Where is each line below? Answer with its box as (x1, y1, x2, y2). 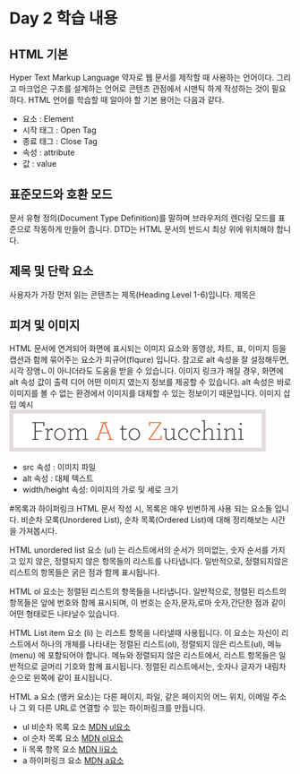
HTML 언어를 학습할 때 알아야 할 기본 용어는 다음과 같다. (28, 95, 225, 105)
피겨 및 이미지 (9, 318, 81, 333)
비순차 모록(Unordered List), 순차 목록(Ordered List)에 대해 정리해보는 (21, 514, 270, 525)
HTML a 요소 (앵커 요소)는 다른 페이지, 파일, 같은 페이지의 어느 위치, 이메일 (9, 692, 270, 702)
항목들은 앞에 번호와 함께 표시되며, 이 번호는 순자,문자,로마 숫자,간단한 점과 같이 (9, 598, 287, 608)
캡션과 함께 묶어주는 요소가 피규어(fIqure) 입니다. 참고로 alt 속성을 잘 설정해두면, (9, 355, 289, 365)
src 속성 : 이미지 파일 (21, 462, 97, 473)
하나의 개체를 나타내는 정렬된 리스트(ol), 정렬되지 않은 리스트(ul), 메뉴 (39, 639, 282, 649)
